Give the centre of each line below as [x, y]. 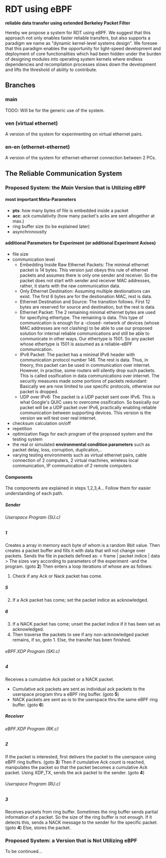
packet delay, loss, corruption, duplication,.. [57, 449]
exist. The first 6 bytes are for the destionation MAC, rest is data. [86, 296]
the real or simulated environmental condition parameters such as [81, 444]
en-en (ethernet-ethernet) [38, 147]
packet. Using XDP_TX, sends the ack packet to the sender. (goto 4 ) [75, 772]
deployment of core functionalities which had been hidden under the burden [83, 54]
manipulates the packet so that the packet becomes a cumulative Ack [76, 767]
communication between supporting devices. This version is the [85, 413]
